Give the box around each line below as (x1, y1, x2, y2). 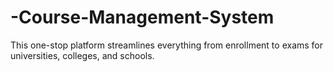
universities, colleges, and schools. (10, 49, 155, 61)
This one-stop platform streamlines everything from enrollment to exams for (10, 39, 324, 51)
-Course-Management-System (10, 6, 275, 29)
